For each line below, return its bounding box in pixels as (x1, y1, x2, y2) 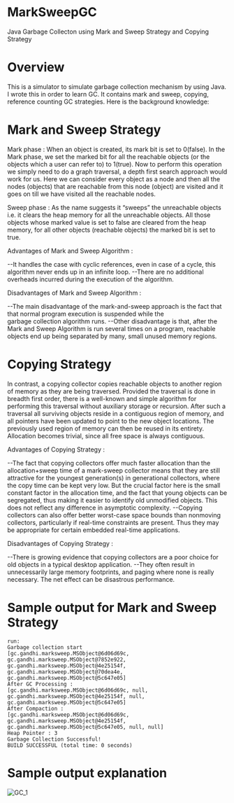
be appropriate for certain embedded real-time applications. (7, 526, 180, 534)
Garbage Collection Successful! (7, 736, 101, 743)
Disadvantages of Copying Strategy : (7, 539, 114, 547)
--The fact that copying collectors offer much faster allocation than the (7, 459, 211, 467)
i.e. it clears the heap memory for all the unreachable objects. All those (7, 211, 211, 219)
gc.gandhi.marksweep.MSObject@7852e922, (7, 656, 127, 663)
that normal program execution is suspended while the (7, 309, 164, 318)
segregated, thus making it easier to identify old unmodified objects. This (7, 496, 218, 504)
